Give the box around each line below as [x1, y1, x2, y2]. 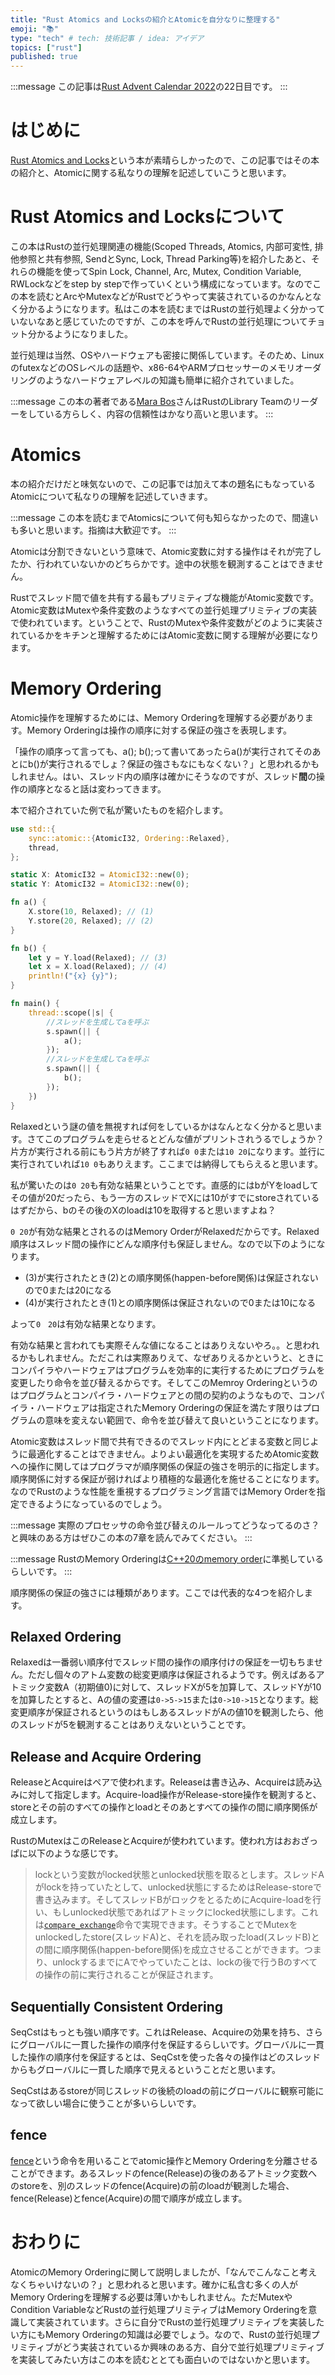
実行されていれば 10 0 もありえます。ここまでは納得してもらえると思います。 [10, 1157, 323, 1170]
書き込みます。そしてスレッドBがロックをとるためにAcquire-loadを [34, 1894, 313, 1906]
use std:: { [10, 824, 56, 834]
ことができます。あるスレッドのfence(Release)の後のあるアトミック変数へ [10, 2167, 318, 2179]
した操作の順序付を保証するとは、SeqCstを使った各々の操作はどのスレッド [10, 2051, 321, 2063]
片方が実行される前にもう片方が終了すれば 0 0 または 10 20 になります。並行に [10, 1145, 326, 1157]
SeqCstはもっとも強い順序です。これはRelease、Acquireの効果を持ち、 [10, 2026, 306, 2038]
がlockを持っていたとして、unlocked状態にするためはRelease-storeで [34, 1881, 322, 1893]
